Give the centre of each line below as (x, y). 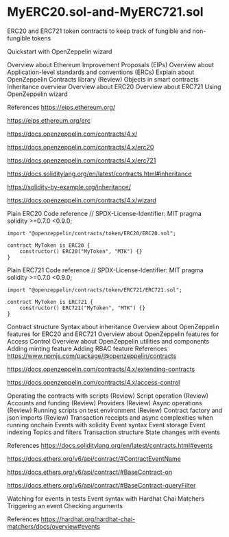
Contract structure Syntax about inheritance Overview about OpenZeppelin (113, 326)
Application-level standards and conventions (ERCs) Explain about (101, 72)
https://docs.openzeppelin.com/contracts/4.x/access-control (94, 382)
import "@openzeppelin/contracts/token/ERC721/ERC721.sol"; (95, 290)
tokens (41, 38)
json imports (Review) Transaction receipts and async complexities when (110, 417)
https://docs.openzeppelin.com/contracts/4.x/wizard (82, 200)
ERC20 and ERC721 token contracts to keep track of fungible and (99, 31)
